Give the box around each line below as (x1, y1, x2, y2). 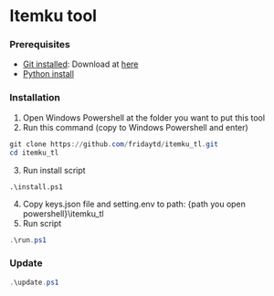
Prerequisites (9, 38, 70, 51)
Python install (22, 69, 75, 79)
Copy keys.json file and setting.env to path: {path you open (22, 198, 247, 209)
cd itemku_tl (9, 148, 59, 157)
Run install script (22, 164, 86, 175)
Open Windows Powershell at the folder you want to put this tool (22, 111, 266, 123)
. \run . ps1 (9, 235, 47, 245)
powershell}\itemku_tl (22, 207, 104, 219)
